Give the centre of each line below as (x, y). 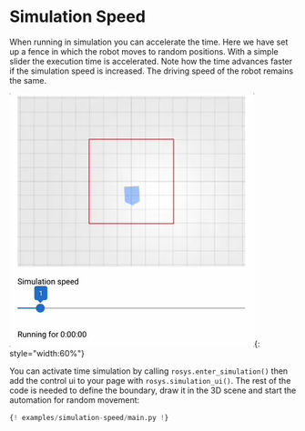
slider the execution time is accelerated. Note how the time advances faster (151, 61)
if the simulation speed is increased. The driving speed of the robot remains (152, 71)
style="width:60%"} (47, 353)
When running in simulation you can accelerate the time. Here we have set (149, 42)
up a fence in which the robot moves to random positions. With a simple (144, 51)
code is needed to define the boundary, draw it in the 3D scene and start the (153, 390)
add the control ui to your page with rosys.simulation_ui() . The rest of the (150, 380)
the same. (28, 80)
